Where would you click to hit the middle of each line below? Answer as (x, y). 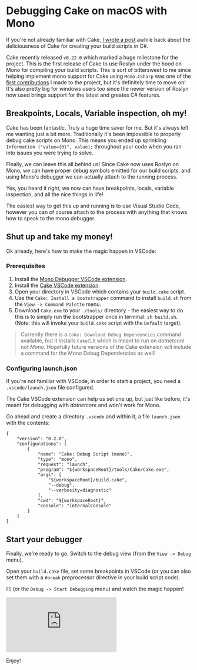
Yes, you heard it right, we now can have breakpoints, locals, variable (90, 188)
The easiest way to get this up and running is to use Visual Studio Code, (93, 206)
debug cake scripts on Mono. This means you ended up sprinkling (86, 140)
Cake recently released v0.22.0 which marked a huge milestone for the (92, 57)
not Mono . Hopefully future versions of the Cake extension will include (106, 346)
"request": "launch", (64, 465)
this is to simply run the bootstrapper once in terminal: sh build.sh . (96, 316)
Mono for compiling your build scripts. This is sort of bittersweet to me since (98, 70)
